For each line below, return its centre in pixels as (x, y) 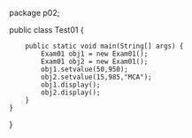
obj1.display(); (71, 85)
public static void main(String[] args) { (104, 46)
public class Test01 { (46, 30)
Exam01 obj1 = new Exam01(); (95, 54)
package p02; (35, 13)
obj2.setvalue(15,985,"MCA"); (96, 77)
